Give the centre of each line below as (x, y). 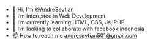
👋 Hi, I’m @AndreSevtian (43, 9)
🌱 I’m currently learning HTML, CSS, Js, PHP (68, 22)
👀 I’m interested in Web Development (59, 16)
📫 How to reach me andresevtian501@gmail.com (75, 36)
